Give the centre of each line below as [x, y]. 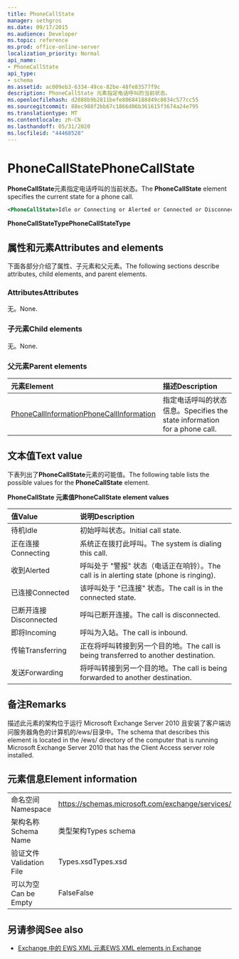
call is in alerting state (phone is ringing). [148, 575]
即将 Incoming [34, 632]
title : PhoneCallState [41, 14]
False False [76, 893]
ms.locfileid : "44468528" [46, 133]
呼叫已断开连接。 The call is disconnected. [150, 615]
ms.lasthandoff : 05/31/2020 [49, 126]
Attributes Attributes [43, 292]
